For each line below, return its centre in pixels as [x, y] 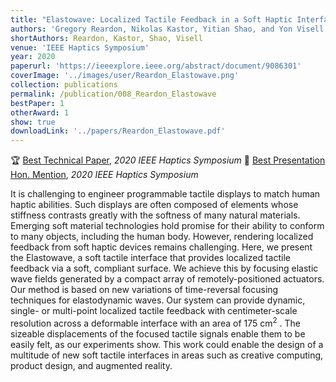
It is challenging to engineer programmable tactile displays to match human [165, 194]
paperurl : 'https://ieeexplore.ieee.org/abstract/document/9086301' [156, 66]
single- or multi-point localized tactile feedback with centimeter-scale [154, 311]
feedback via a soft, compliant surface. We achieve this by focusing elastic [164, 268]
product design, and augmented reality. [91, 365]
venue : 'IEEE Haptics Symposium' [80, 47]
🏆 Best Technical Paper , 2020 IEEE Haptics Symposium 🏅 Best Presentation [168, 160]
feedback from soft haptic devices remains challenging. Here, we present [161, 247]
